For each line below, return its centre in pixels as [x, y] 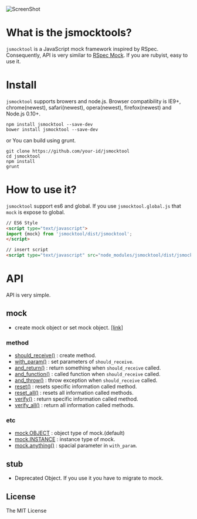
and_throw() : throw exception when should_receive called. [86, 380]
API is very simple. [28, 295]
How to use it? [41, 190]
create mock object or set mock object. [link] [69, 327]
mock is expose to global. [36, 212]
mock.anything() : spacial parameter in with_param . [76, 446]
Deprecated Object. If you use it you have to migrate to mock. [89, 478]
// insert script [27, 250]
